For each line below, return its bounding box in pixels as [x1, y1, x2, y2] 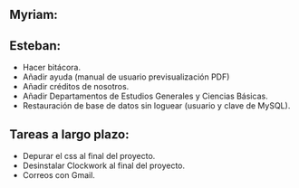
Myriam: [9, 7, 59, 23]
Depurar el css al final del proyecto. [22, 151, 156, 162]
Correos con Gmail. [22, 170, 95, 181]
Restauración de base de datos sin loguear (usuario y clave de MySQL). [22, 100, 291, 111]
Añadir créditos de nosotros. [22, 81, 130, 92]
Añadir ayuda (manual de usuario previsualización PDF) [22, 71, 230, 82]
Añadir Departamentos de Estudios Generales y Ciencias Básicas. [22, 90, 269, 102]
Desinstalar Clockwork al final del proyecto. [22, 160, 186, 171]
